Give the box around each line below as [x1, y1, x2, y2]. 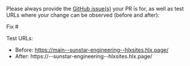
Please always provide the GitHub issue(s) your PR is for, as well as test [6, 5, 184, 12]
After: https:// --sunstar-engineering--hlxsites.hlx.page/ [14, 53, 153, 59]
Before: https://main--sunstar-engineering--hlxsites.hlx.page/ [14, 46, 169, 53]
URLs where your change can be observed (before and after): [6, 11, 160, 19]
